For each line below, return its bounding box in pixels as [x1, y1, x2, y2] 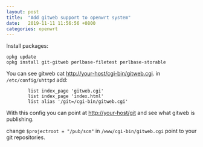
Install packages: [6, 42, 48, 50]
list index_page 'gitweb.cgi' [28, 88, 104, 94]
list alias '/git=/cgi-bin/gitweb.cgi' [28, 99, 129, 105]
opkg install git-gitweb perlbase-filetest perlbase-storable [6, 59, 166, 65]
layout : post [6, 8, 39, 15]
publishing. [6, 116, 34, 123]
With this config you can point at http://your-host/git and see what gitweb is [6, 109, 195, 117]
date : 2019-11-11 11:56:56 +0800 [6, 20, 96, 26]
